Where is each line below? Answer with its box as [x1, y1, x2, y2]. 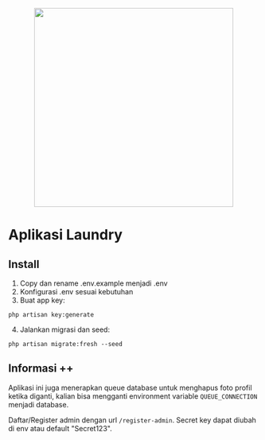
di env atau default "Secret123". [8, 423, 113, 433]
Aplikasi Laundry [8, 226, 123, 244]
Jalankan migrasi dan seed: [19, 325, 110, 334]
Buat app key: [19, 295, 65, 305]
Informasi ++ [8, 362, 74, 376]
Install [8, 257, 40, 271]
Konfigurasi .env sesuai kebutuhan [19, 287, 134, 296]
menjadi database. [8, 399, 69, 409]
